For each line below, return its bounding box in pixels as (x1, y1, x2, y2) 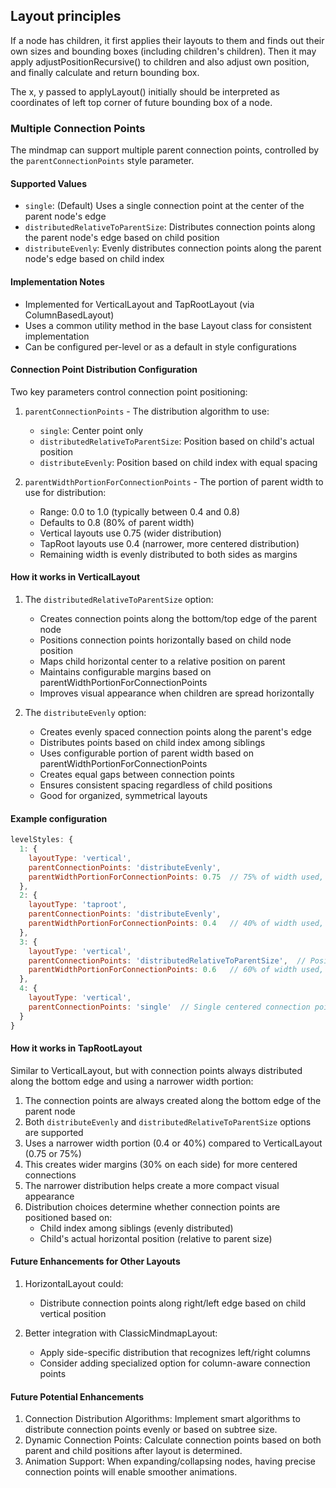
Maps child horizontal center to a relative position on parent (39, 655, 286, 667)
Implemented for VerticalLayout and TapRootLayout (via (24, 298, 255, 310)
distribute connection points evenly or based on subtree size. (24, 1424, 278, 1436)
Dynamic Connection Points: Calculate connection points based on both (24, 1434, 322, 1446)
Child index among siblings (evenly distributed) (39, 1222, 234, 1234)
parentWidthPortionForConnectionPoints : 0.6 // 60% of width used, (28, 965, 325, 975)
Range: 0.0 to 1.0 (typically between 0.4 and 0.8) (39, 505, 241, 518)
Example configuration (10, 812, 108, 824)
